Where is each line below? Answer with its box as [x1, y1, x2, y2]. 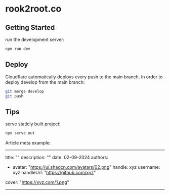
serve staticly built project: [5, 121, 61, 127]
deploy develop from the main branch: [5, 79, 85, 85]
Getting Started [5, 23, 55, 32]
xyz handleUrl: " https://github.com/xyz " [12, 170, 96, 176]
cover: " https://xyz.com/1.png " [5, 179, 69, 185]
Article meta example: [5, 140, 51, 146]
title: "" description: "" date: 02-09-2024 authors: [5, 155, 109, 161]
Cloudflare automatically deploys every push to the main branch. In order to [5, 74, 163, 80]
